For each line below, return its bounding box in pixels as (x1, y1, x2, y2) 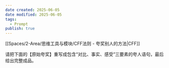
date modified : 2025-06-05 (5, 12, 62, 17)
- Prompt (10, 21, 28, 27)
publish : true (5, 26, 35, 31)
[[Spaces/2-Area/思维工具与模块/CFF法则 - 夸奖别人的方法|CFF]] (5, 41, 140, 47)
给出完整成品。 (5, 57, 36, 63)
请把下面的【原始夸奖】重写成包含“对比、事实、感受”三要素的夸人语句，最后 (5, 51, 164, 57)
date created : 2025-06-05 (5, 7, 60, 13)
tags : (5, 17, 17, 22)
